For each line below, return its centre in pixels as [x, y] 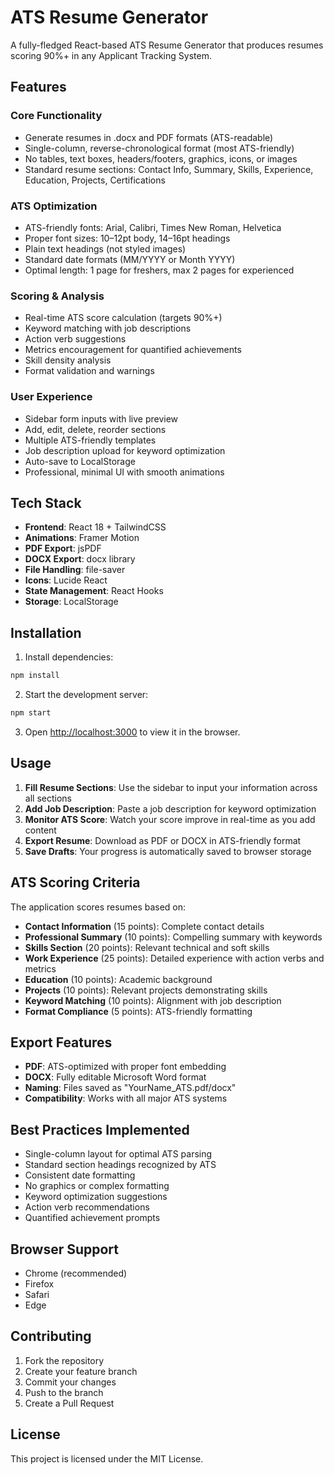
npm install [35, 676]
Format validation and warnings [89, 371]
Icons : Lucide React [66, 580]
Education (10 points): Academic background [118, 979]
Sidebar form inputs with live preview [101, 418]
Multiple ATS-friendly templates [90, 440]
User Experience [51, 397]
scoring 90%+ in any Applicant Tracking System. [111, 55]
